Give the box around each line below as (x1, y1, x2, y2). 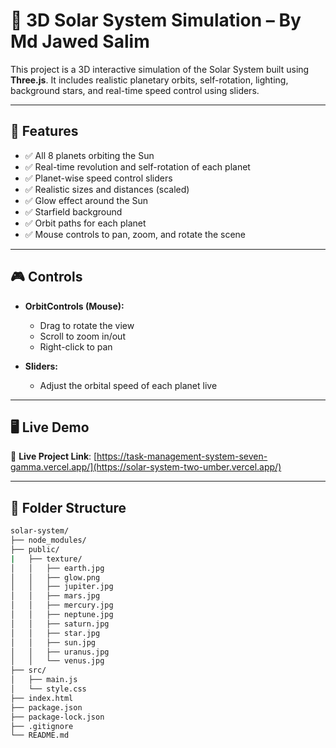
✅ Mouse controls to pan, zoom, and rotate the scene (24, 228, 246, 240)
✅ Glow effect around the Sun (24, 194, 149, 206)
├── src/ (10, 665, 47, 676)
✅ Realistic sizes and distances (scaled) (24, 183, 190, 195)
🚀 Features (10, 123, 79, 140)
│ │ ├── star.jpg (10, 628, 101, 638)
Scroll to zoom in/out (39, 330, 126, 342)
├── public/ (10, 544, 60, 554)
